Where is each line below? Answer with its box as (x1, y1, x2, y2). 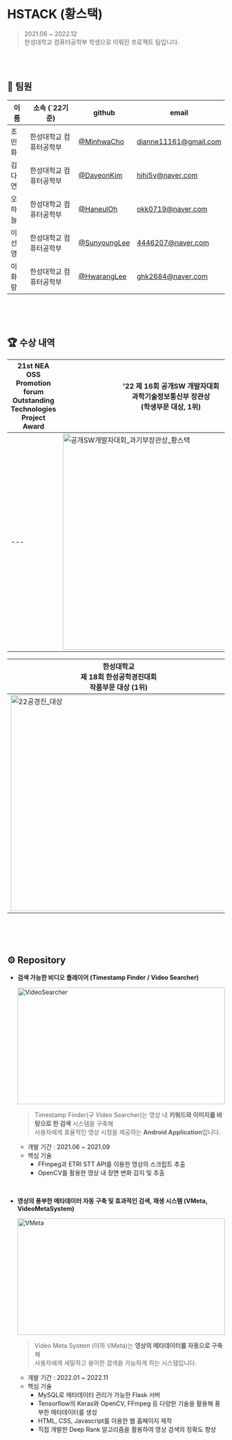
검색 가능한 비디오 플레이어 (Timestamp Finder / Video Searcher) (17, 973, 199, 982)
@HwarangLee (78, 271, 127, 281)
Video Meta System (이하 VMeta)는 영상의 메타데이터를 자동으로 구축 (34, 1342, 223, 1350)
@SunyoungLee (78, 238, 130, 247)
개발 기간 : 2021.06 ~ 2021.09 (27, 1143, 110, 1151)
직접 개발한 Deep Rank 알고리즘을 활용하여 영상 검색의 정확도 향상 (37, 1425, 216, 1434)
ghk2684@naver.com (137, 271, 209, 281)
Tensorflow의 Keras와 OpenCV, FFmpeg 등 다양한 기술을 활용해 (37, 1399, 213, 1408)
